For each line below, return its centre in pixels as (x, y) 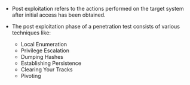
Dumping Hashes (42, 57)
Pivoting (31, 76)
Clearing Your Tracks (47, 70)
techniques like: (31, 33)
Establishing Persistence (51, 63)
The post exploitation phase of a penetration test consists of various (96, 26)
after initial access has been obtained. (59, 15)
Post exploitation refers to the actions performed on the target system (98, 9)
